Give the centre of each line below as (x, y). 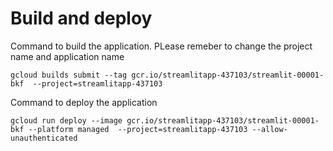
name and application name (67, 56)
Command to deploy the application (84, 102)
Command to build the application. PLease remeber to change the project (161, 46)
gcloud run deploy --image (66, 120)
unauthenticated (44, 138)
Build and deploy (81, 18)
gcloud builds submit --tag (69, 75)
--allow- (269, 129)
